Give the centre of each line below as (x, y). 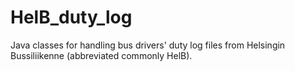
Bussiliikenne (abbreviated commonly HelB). (101, 55)
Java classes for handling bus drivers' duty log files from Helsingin (148, 45)
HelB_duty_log (71, 17)
